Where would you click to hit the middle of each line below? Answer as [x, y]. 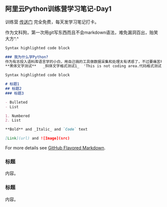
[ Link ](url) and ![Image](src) [38, 138]
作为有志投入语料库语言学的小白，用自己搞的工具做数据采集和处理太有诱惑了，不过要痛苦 [83, 62]
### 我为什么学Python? [27, 57]
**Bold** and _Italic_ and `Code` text [46, 130]
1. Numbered [17, 116]
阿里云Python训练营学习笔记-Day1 [58, 9]
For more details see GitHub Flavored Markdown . [55, 148]
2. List [13, 121]
